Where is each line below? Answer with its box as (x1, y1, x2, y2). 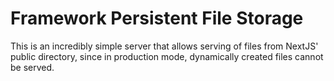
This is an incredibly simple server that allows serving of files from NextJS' (10, 40, 319, 52)
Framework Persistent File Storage (10, 7, 304, 30)
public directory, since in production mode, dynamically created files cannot (10, 50, 324, 62)
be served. (10, 61, 55, 73)
